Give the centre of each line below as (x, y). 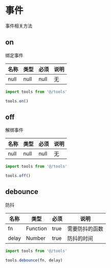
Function (36, 228)
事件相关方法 (19, 26)
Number (36, 238)
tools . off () (18, 176)
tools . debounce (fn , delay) (34, 260)
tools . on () (17, 101)
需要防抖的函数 (85, 228)
